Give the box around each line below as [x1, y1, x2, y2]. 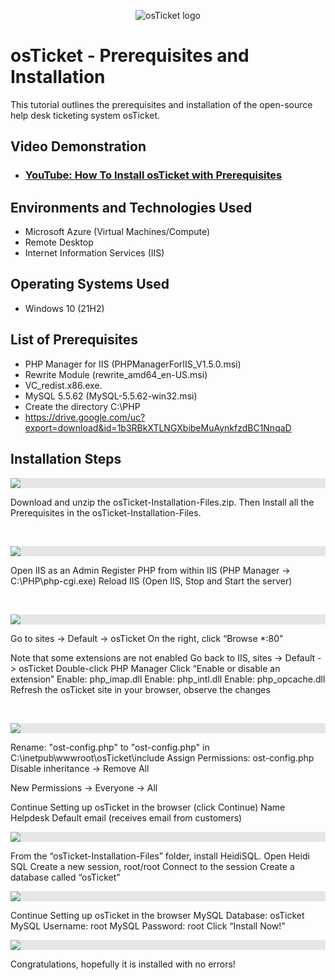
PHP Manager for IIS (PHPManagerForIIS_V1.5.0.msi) [24, 358, 242, 370]
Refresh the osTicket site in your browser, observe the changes [10, 683, 271, 695]
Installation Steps [10, 451, 122, 468]
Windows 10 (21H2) [24, 302, 105, 314]
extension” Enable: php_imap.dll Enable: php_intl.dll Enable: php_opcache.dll [10, 673, 326, 685]
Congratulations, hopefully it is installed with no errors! [10, 958, 236, 970]
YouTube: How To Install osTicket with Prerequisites [24, 168, 283, 182]
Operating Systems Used [10, 276, 170, 293]
